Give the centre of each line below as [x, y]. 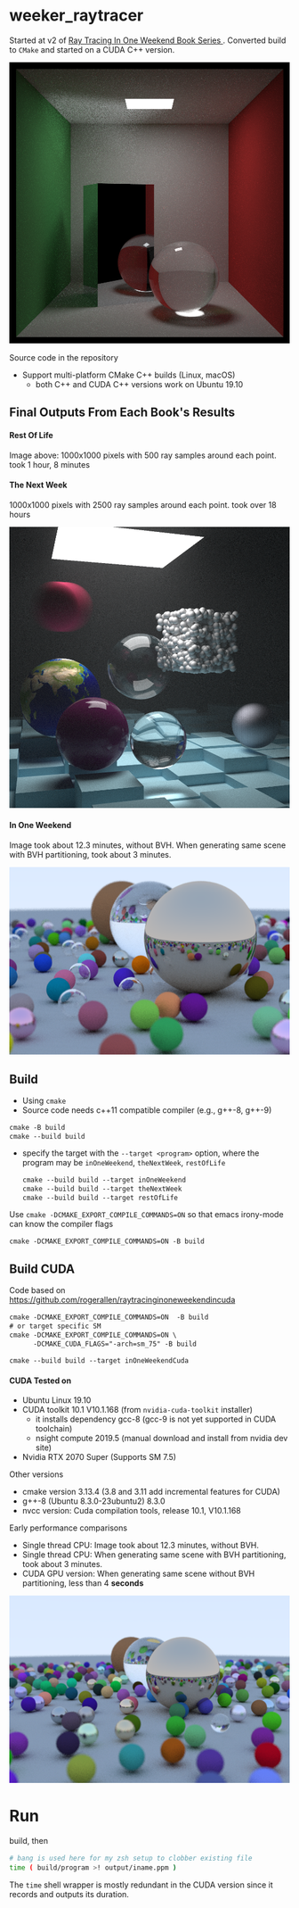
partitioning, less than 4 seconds [83, 1583]
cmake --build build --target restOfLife [100, 1198]
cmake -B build [37, 1128]
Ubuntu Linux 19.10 [57, 1400]
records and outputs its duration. [69, 1894]
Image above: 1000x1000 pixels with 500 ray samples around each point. [143, 455]
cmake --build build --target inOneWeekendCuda [99, 1361]
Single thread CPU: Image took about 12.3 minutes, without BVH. [141, 1546]
